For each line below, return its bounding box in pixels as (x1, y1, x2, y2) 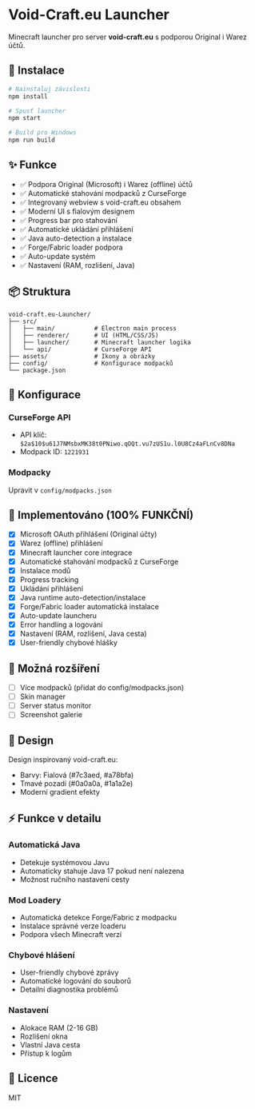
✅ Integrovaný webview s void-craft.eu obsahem (19, 197, 181, 207)
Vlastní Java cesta (19, 1039, 81, 1049)
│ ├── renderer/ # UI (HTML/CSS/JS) (8, 331, 159, 339)
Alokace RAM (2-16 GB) (19, 1023, 98, 1032)
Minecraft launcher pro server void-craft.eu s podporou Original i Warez (8, 32, 248, 42)
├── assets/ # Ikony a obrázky (8, 352, 156, 361)
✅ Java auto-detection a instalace (19, 233, 132, 243)
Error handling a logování (19, 620, 103, 629)
